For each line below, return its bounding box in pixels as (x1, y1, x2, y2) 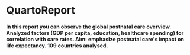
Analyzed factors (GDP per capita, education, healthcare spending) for (6, 29, 184, 36)
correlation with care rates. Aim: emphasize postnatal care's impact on (6, 35, 185, 43)
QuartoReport (6, 4, 76, 17)
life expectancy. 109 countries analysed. (6, 42, 108, 49)
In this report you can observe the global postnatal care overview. (6, 23, 172, 30)
